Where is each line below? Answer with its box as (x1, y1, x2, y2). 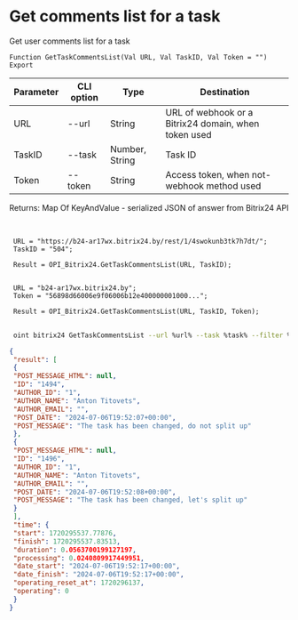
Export (9, 60, 34, 69)
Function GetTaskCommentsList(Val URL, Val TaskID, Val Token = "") (9, 52, 268, 61)
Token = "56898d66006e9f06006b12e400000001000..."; (12, 291, 208, 300)
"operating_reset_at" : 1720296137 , (12, 578, 145, 588)
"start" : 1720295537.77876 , (12, 528, 117, 537)
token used (165, 128, 212, 141)
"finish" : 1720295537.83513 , (12, 536, 122, 546)
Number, (110, 142, 147, 155)
